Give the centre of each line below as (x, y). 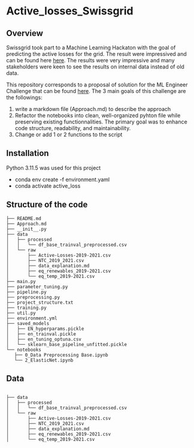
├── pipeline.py (26, 292)
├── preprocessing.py (33, 297)
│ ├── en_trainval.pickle (41, 334)
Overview (25, 33)
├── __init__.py (26, 229)
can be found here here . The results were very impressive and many (90, 60)
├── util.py (21, 313)
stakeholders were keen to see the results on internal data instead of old (95, 67)
